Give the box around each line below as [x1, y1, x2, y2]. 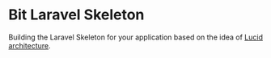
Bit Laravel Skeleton [8, 6, 145, 24]
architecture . [8, 40, 51, 50]
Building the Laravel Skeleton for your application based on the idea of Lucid [8, 32, 263, 42]
